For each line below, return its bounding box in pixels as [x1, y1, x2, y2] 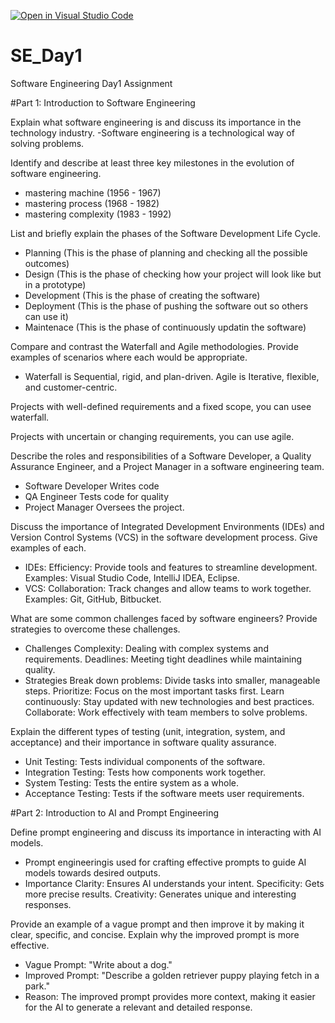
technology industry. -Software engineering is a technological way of [10, 126, 295, 139]
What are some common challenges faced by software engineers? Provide [10, 612, 318, 624]
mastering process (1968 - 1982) [24, 197, 160, 209]
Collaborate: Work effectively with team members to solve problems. [24, 706, 308, 718]
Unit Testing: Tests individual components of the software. [24, 755, 266, 767]
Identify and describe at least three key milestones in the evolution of [10, 156, 295, 169]
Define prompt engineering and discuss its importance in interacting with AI [10, 826, 322, 838]
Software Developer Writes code [24, 480, 160, 492]
